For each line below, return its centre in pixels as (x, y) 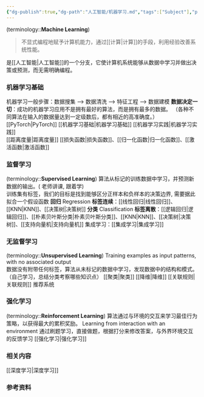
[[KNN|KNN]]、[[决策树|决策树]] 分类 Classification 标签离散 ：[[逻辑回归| (97, 209)
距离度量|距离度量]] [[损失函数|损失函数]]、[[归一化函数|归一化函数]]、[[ (100, 139)
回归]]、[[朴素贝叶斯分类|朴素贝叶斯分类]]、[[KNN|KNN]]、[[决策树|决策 (101, 217)
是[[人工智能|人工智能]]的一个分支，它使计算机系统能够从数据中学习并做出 (99, 62)
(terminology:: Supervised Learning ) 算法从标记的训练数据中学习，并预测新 (100, 179)
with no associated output (39, 261)
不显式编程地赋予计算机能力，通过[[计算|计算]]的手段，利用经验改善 (106, 42)
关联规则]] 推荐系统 (30, 284)
